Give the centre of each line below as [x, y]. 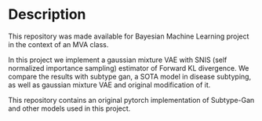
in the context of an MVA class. [58, 44]
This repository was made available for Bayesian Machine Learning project [129, 36]
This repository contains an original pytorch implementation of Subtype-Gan [131, 100]
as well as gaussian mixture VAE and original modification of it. [109, 85]
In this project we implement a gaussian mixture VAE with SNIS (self [118, 60]
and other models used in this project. [69, 108]
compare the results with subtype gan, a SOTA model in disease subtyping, [130, 76]
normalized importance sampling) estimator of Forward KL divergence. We [129, 68]
